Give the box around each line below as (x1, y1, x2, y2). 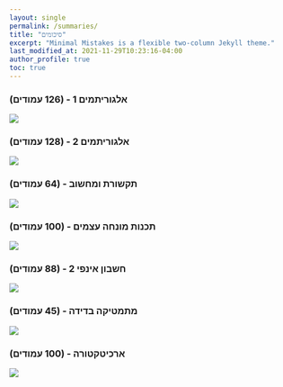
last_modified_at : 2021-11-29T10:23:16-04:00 (9, 47, 182, 56)
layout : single (9, 13, 66, 22)
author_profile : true (9, 55, 91, 64)
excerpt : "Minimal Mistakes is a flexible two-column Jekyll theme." (9, 38, 276, 48)
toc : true (9, 64, 47, 73)
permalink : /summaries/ (9, 22, 99, 31)
